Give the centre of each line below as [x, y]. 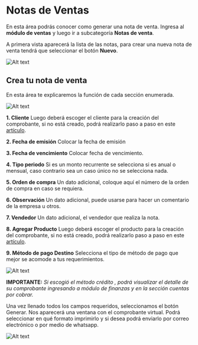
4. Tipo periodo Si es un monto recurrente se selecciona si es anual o [91, 164]
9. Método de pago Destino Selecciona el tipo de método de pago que [92, 253]
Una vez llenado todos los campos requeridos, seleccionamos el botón [92, 306]
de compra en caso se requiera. [45, 188]
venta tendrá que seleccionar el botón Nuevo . [62, 50]
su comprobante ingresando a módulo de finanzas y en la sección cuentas [98, 288]
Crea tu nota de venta [47, 80]
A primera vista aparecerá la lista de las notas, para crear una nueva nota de [99, 44]
